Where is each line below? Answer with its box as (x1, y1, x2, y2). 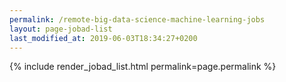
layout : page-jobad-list (9, 24, 113, 34)
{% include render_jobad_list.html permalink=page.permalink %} (9, 61, 277, 73)
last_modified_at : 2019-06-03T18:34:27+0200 (9, 33, 198, 43)
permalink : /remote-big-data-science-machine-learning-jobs (9, 14, 266, 25)
